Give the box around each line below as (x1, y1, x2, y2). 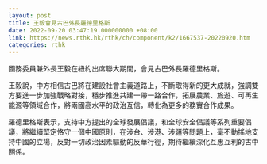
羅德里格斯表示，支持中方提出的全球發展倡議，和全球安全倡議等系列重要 (8, 117, 245, 127)
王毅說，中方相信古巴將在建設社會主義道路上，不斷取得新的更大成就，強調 (8, 81, 252, 90)
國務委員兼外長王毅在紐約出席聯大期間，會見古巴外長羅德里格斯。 (8, 64, 224, 74)
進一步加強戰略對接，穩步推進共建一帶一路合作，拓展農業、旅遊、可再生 (21, 90, 259, 100)
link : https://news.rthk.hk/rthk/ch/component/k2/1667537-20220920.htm (8, 33, 250, 42)
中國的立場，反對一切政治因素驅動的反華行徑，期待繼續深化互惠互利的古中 (14, 137, 259, 147)
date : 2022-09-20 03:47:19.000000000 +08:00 (8, 26, 158, 34)
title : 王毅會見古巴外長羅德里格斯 (8, 19, 110, 27)
